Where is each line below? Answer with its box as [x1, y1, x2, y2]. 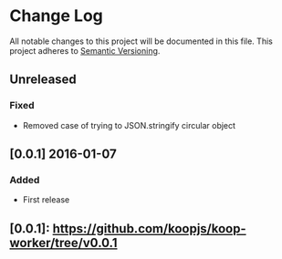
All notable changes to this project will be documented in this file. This [9, 36, 274, 47]
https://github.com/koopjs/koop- [52, 221, 246, 236]
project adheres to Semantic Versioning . [9, 45, 161, 56]
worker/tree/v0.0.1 [9, 234, 118, 251]
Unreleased [9, 72, 78, 88]
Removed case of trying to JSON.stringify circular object [22, 119, 235, 130]
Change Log [9, 5, 103, 26]
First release [22, 194, 70, 205]
